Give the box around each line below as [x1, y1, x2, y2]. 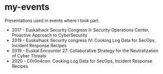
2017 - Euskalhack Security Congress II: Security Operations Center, [11, 27, 150, 33]
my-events [4, 1, 50, 13]
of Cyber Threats [11, 53, 47, 58]
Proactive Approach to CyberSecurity [11, 32, 88, 38]
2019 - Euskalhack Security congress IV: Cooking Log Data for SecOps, [11, 37, 156, 43]
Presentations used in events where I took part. [4, 18, 100, 23]
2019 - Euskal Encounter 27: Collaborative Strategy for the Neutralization [11, 48, 159, 54]
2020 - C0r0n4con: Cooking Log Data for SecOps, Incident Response [11, 58, 153, 64]
